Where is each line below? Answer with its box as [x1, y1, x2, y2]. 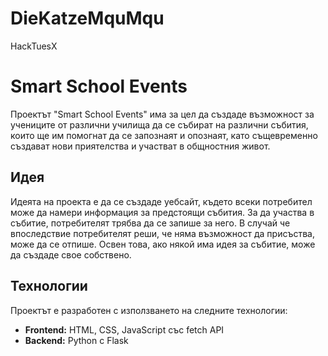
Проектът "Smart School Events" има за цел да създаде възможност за [10, 108, 315, 120]
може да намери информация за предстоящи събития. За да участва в [10, 206, 315, 218]
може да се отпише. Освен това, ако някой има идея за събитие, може [10, 238, 316, 250]
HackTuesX [10, 40, 58, 52]
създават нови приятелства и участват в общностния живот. [10, 140, 271, 152]
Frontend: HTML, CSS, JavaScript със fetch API [24, 323, 225, 336]
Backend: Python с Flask [24, 334, 129, 346]
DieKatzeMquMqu [10, 7, 165, 30]
